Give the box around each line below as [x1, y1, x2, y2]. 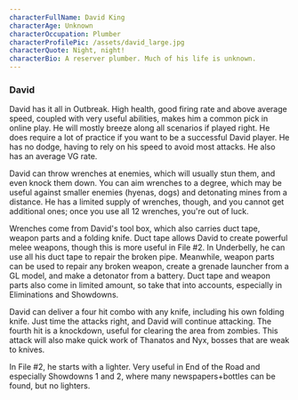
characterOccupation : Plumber [9, 29, 122, 38]
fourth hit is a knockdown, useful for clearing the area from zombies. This [9, 325, 278, 336]
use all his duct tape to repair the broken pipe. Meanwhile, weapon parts [9, 252, 275, 262]
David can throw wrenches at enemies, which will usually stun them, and [9, 168, 276, 179]
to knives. [9, 344, 45, 356]
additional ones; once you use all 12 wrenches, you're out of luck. [9, 206, 249, 217]
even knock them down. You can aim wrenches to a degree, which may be [9, 178, 282, 188]
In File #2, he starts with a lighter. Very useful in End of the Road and [9, 362, 261, 372]
